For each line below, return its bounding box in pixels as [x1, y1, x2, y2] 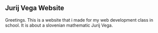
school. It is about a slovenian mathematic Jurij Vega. [5, 22, 113, 28]
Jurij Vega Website [5, 4, 64, 12]
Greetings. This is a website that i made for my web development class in [5, 17, 154, 23]
